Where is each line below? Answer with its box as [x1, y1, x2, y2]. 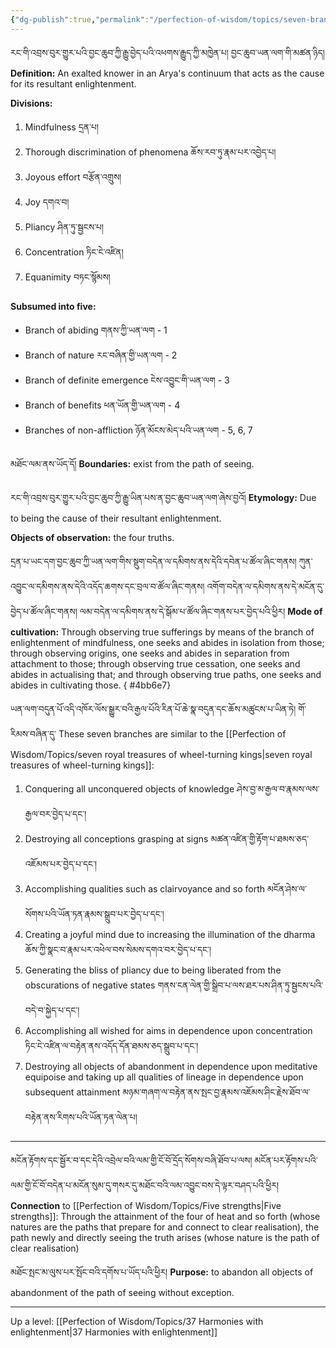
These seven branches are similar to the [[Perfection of [58, 727, 287, 740]
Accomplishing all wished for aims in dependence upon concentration [24, 1024, 313, 1036]
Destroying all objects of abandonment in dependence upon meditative [24, 1060, 318, 1072]
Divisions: [10, 97, 53, 109]
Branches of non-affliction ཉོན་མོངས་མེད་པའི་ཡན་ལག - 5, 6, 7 [24, 424, 253, 436]
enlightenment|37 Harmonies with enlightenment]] [10, 1326, 218, 1338]
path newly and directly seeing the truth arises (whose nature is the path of [10, 1231, 320, 1243]
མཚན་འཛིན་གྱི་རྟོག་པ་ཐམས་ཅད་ [210, 832, 310, 845]
